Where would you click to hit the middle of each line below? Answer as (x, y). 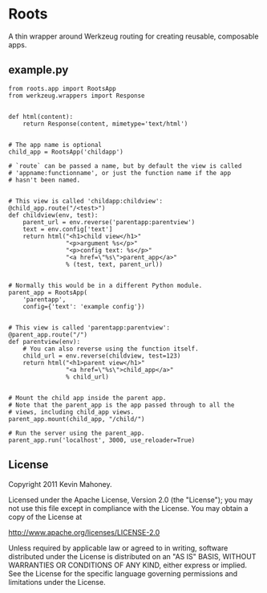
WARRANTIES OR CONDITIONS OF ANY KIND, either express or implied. (127, 565)
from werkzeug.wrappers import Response (77, 96)
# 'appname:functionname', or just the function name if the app (119, 173)
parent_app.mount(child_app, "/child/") (77, 419)
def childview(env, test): (53, 215)
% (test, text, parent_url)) (114, 264)
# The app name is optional (55, 145)
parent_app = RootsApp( (48, 292)
